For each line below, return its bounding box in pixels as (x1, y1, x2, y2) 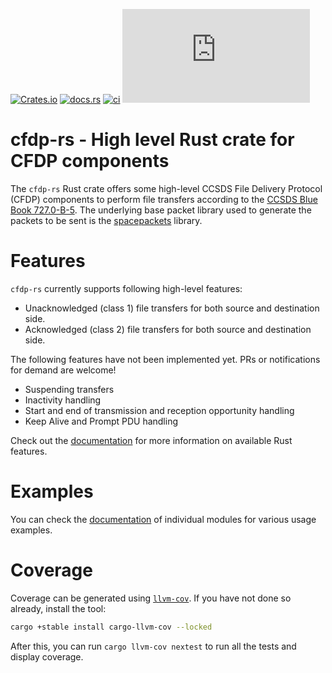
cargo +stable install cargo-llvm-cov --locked (10, 622, 213, 632)
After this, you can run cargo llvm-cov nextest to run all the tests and (10, 640, 297, 652)
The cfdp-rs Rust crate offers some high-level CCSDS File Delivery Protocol (10, 182, 323, 194)
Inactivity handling (24, 394, 102, 406)
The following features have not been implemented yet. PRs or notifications (10, 353, 321, 365)
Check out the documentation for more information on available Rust (10, 434, 293, 446)
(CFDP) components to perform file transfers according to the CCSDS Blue (10, 193, 318, 205)
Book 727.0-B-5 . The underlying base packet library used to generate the (10, 204, 312, 216)
